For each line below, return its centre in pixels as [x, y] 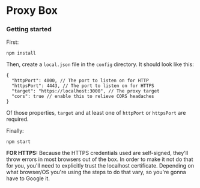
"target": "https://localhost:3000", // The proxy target [86, 91]
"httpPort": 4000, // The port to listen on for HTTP [80, 81]
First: [13, 42]
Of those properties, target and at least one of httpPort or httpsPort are [96, 113]
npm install [21, 53]
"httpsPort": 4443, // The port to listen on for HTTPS [83, 86]
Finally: [15, 131]
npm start [19, 142]
